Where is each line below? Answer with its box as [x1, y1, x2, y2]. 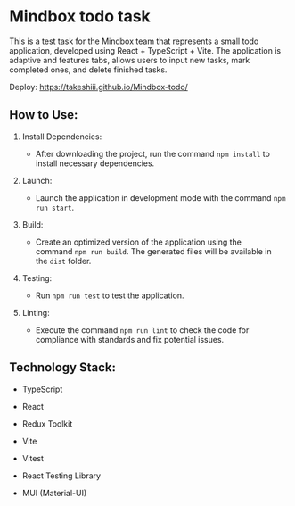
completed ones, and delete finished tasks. [9, 64, 168, 75]
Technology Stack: [9, 360, 117, 376]
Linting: [21, 307, 51, 318]
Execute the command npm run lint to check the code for [35, 324, 250, 336]
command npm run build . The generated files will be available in [35, 245, 272, 256]
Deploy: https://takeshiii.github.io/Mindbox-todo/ [9, 81, 189, 92]
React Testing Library [21, 470, 101, 481]
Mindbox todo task [9, 6, 152, 27]
